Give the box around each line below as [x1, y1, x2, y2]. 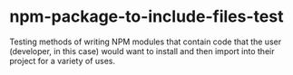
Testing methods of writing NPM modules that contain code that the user [9, 36, 282, 47]
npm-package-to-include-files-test [9, 6, 284, 27]
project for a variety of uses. [9, 55, 116, 66]
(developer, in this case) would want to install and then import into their [9, 45, 275, 56]
